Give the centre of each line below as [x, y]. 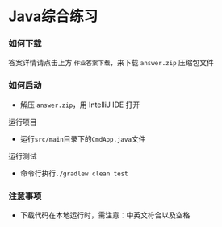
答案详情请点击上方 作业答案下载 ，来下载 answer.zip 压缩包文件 [111, 63]
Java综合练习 [53, 17]
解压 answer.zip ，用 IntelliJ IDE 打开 [80, 105]
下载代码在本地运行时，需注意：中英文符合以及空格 [105, 215]
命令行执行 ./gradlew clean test [74, 173]
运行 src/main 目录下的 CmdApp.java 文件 [83, 138]
